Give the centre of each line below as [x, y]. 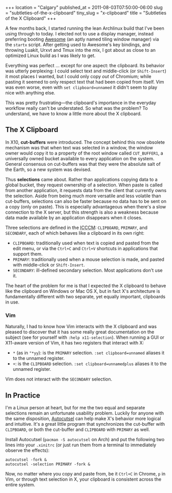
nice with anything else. [30, 93]
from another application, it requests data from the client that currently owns [86, 190]
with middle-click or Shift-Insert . [49, 264]
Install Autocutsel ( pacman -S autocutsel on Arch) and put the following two [85, 439]
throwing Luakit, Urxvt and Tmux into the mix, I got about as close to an [81, 50]
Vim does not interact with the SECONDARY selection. [59, 379]
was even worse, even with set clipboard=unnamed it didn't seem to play [81, 87]
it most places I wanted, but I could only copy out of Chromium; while [79, 76]
